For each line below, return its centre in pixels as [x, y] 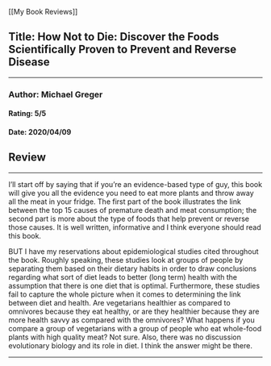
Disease [29, 62]
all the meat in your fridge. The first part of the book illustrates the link [125, 202]
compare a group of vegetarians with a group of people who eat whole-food [135, 328]
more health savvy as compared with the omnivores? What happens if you [132, 320]
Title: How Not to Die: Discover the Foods [114, 37]
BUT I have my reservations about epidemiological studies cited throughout [134, 251]
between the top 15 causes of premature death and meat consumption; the [133, 210]
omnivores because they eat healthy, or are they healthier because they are [134, 311]
